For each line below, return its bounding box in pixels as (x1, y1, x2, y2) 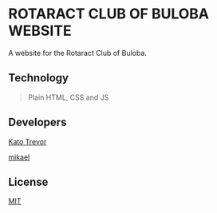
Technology (8, 71, 69, 85)
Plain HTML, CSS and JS (27, 93, 109, 102)
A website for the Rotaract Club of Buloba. (8, 48, 148, 57)
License (8, 175, 49, 188)
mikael (8, 152, 30, 162)
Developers (8, 116, 67, 129)
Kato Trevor (8, 136, 47, 146)
